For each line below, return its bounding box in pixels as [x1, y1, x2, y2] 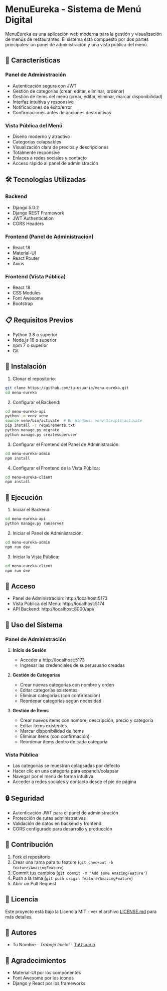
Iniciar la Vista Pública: [12, 554, 60, 560]
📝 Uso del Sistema [5, 621, 63, 629]
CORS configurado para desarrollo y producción [12, 826, 113, 831]
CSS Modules [12, 290, 41, 296]
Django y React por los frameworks [12, 980, 86, 986]
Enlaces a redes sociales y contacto [12, 155, 87, 161]
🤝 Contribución [5, 841, 54, 849]
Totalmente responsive [12, 149, 60, 156]
